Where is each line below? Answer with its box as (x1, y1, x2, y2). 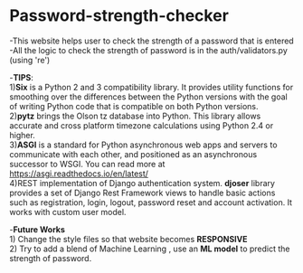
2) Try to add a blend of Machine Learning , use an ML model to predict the (9, 243, 291, 254)
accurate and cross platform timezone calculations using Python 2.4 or (9, 119, 274, 131)
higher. (9, 129, 36, 140)
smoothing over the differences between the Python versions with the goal (9, 91, 288, 102)
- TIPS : (9, 71, 34, 82)
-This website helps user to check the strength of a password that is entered (9, 35, 294, 46)
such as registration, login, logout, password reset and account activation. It (9, 196, 292, 208)
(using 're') (9, 54, 51, 65)
